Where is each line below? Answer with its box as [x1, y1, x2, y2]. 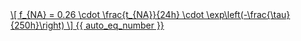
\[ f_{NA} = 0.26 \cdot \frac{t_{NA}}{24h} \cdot [10, 9, 205, 20]
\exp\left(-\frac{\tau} [206, 9, 291, 20]
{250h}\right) [10, 19, 65, 31]
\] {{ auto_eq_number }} [66, 19, 165, 31]
